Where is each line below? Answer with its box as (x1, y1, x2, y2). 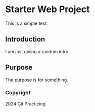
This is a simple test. (5, 20, 48, 26)
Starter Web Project (5, 4, 90, 15)
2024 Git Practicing (5, 100, 46, 107)
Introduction (5, 35, 45, 44)
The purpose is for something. (5, 77, 68, 83)
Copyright (5, 89, 31, 96)
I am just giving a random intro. (5, 48, 70, 54)
